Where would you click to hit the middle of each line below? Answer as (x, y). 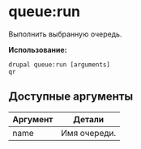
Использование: (38, 49)
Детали (88, 119)
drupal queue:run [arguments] (60, 64)
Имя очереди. (88, 133)
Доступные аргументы (71, 97)
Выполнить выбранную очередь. (65, 34)
